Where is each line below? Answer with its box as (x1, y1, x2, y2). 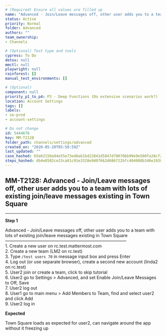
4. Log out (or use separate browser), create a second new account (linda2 (5, 258, 158, 265)
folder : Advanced (5, 26, 41, 31)
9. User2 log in (5, 300, 35, 307)
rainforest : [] (5, 71, 37, 77)
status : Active (5, 16, 37, 21)
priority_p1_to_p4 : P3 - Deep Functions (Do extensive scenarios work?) (5, 94, 158, 99)
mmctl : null (5, 62, 30, 67)
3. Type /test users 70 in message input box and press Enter (5, 253, 131, 259)
